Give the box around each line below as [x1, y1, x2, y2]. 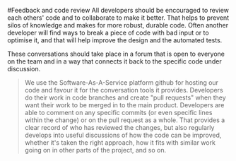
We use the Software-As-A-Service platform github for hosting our [24, 78, 219, 87]
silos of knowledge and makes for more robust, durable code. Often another [7, 21, 228, 29]
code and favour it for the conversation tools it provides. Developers [24, 86, 224, 94]
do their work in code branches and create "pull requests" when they [24, 93, 226, 102]
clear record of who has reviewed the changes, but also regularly [24, 124, 215, 131]
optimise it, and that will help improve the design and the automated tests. [7, 36, 223, 44]
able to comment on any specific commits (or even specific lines [24, 109, 213, 117]
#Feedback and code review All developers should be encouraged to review [7, 6, 230, 14]
